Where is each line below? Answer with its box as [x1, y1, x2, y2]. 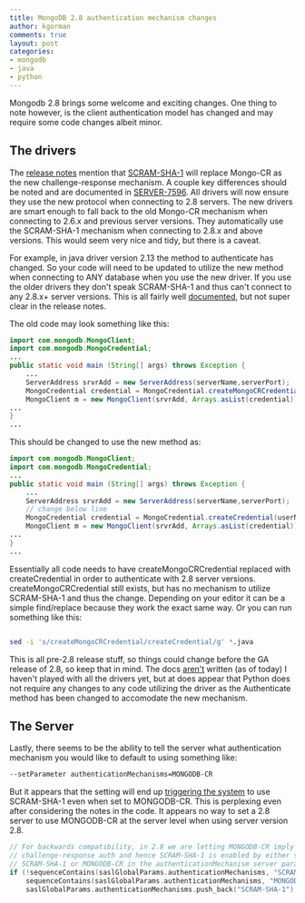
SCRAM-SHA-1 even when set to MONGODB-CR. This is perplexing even [9, 796, 281, 807]
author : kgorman [9, 22, 71, 31]
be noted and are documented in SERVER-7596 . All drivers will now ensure [9, 186, 289, 197]
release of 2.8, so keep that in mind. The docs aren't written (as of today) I [9, 663, 288, 674]
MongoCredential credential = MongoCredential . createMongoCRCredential [25, 386, 302, 395]
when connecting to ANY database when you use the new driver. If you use [9, 272, 292, 283]
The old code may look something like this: [9, 318, 170, 329]
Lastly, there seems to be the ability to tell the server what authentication [9, 742, 281, 754]
